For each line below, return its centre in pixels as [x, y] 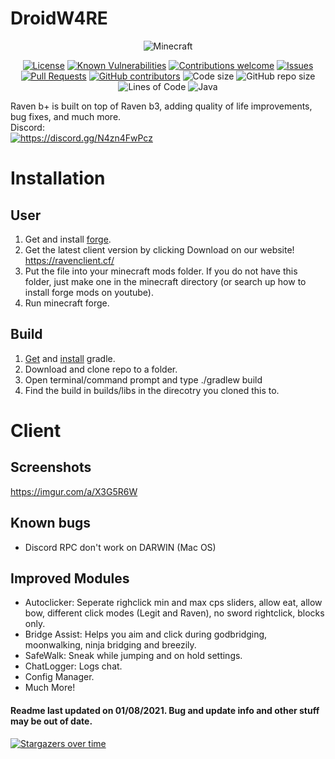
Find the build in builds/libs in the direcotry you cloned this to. [152, 390]
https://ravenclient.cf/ [69, 260]
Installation [58, 178]
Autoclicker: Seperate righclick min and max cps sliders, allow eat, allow [173, 603]
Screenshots [51, 467]
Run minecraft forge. [67, 303]
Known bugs [51, 523]
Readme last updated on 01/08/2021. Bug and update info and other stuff [165, 710]
